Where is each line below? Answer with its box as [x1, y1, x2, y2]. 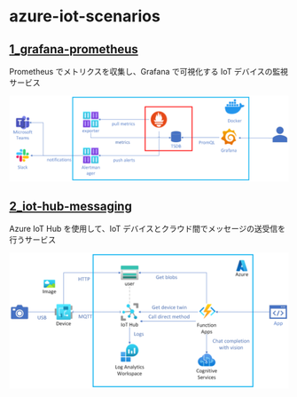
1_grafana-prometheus [9, 42, 139, 57]
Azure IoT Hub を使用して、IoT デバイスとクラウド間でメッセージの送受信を [9, 224, 286, 234]
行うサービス [9, 234, 56, 245]
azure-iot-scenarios [9, 6, 161, 27]
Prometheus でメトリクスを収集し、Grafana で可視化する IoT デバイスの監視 [9, 67, 289, 76]
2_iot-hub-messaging [9, 198, 133, 214]
